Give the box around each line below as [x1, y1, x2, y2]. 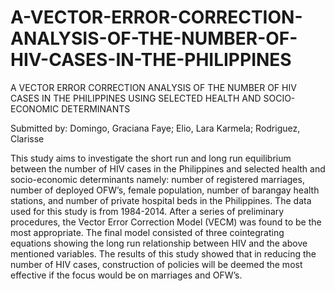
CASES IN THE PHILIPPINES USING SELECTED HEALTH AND [10, 92, 262, 104]
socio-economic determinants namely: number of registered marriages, [10, 173, 305, 185]
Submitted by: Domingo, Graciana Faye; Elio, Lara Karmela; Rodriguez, [10, 122, 301, 134]
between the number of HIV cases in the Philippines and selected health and [10, 162, 326, 175]
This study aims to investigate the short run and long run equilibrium [10, 152, 292, 164]
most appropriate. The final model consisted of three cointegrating [10, 226, 285, 238]
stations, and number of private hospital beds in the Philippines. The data [10, 194, 312, 206]
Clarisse [10, 132, 45, 145]
